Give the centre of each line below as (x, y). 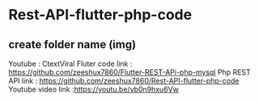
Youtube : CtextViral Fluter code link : (70, 63)
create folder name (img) (72, 45)
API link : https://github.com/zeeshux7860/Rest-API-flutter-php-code (124, 81)
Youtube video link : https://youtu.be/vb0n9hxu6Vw (94, 89)
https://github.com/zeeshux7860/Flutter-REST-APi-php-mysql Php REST (129, 72)
